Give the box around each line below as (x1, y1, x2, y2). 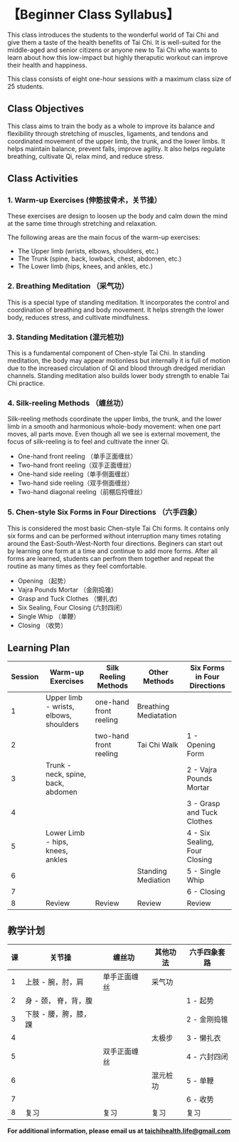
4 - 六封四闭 (186, 1052, 228, 1062)
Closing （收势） (17, 621, 68, 629)
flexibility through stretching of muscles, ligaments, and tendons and (7, 129, 208, 137)
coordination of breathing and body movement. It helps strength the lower (7, 305, 224, 314)
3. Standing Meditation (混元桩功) (7, 332, 124, 342)
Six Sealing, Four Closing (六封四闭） (17, 603, 127, 612)
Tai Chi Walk (137, 740, 179, 750)
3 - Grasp (186, 799, 221, 809)
